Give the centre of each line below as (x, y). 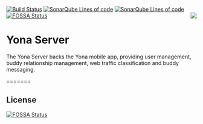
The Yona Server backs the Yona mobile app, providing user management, (99, 57)
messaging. (21, 69)
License (21, 100)
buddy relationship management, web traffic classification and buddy (93, 63)
